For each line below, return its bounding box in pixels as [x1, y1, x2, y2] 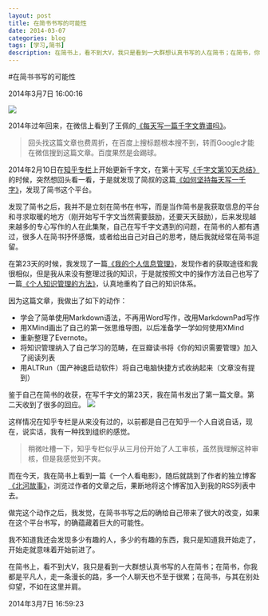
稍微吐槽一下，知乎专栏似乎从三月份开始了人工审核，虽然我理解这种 [27, 444, 252, 453]
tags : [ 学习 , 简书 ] [8, 42, 65, 50]
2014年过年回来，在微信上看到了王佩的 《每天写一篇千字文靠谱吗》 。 [8, 121, 231, 130]
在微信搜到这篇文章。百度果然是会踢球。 [27, 148, 161, 157]
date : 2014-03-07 [8, 26, 66, 34]
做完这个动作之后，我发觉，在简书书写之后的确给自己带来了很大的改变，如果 [8, 508, 260, 517]
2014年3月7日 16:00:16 [8, 89, 84, 98]
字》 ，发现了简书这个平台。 [8, 185, 96, 194]
